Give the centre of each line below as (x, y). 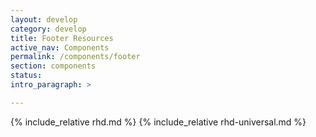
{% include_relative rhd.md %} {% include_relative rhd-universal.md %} (158, 122)
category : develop (48, 29)
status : (26, 76)
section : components (53, 66)
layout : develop (44, 19)
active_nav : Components (60, 47)
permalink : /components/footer (75, 57)
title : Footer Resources (62, 38)
